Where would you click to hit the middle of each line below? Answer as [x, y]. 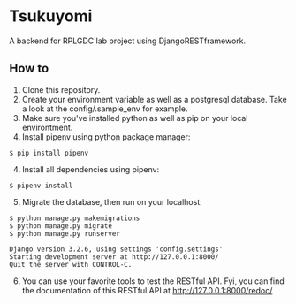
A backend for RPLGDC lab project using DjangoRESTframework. [127, 41]
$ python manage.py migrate [61, 226]
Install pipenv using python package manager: [106, 137]
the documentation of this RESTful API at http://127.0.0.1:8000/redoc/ [147, 290]
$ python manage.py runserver [65, 233]
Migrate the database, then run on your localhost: [112, 201]
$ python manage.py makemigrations [75, 218]
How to [29, 68]
